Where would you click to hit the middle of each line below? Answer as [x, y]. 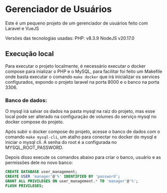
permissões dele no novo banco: [39, 163]
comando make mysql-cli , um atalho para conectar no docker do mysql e [81, 137]
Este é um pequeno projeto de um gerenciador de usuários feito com [77, 23]
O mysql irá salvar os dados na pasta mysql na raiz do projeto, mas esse [80, 111]
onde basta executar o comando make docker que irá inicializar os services [82, 77]
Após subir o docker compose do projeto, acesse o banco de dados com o [83, 132]
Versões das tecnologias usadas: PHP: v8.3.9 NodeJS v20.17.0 [70, 38]
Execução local [30, 54]
